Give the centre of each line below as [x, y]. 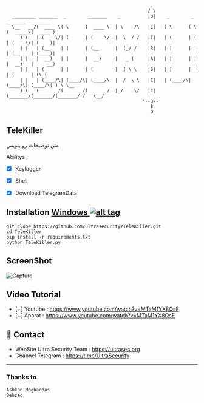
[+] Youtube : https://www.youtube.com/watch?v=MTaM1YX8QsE [97, 309]
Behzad [15, 395]
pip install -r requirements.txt [49, 237]
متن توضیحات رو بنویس [33, 145]
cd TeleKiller [24, 232]
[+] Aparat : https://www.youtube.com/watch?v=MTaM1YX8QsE [95, 316]
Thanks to [22, 378]
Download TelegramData [46, 193]
